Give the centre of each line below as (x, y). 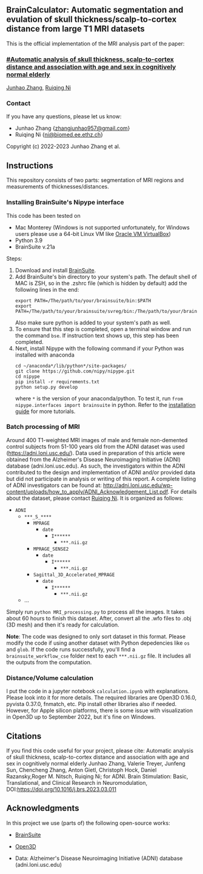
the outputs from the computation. (49, 662)
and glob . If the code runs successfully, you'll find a (71, 649)
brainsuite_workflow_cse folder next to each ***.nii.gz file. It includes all (98, 656)
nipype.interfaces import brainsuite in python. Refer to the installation (105, 405)
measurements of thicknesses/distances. (58, 187)
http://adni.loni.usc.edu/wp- (138, 485)
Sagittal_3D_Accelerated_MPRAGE (74, 575)
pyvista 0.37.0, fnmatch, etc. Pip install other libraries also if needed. (92, 704)
